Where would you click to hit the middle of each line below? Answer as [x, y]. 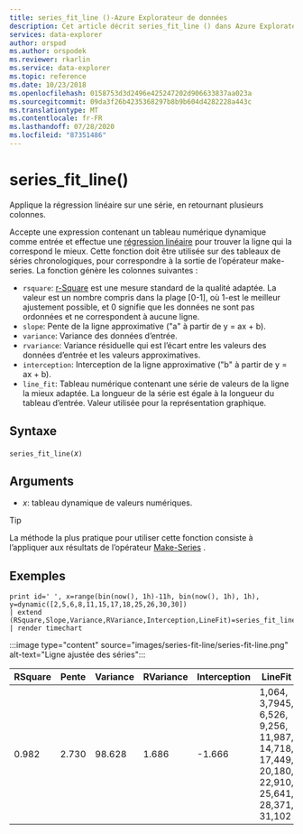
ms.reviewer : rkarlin [50, 60]
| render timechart [46, 628]
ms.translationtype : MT [54, 110]
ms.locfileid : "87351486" [58, 135]
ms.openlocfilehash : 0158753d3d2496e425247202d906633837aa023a [131, 93]
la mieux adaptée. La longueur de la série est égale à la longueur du [148, 393]
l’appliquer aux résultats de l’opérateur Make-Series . [107, 548]
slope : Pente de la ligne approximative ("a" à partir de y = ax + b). [144, 326]
